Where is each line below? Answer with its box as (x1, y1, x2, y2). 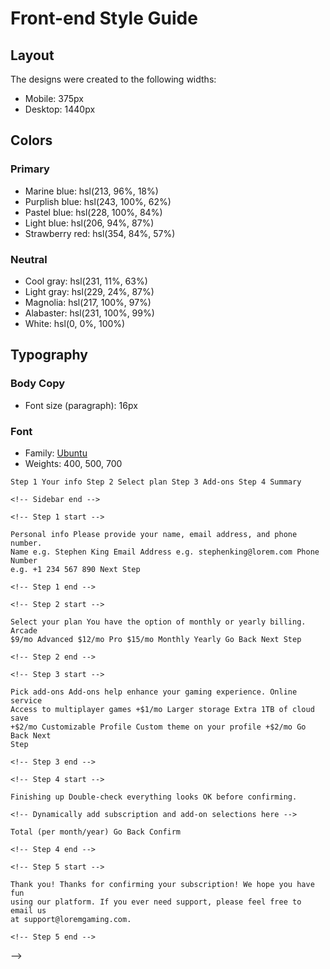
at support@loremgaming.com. (10, 914, 132, 924)
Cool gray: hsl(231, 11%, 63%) (24, 275, 148, 287)
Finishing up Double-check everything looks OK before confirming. (10, 792, 298, 802)
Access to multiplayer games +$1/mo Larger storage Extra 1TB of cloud (10, 704, 315, 714)
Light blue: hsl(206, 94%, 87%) (24, 217, 155, 229)
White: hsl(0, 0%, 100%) (24, 317, 126, 329)
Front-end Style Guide (10, 7, 198, 30)
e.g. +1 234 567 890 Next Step (10, 564, 141, 574)
